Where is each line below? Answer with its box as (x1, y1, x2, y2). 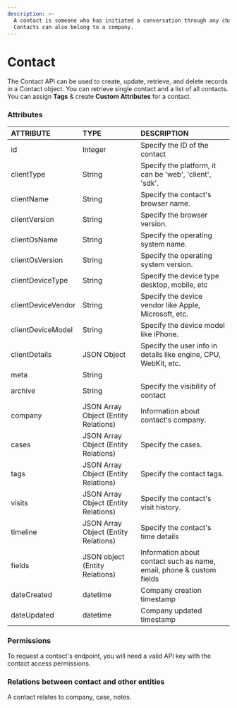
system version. (140, 259, 193, 269)
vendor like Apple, (140, 300, 201, 309)
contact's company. (140, 415, 207, 425)
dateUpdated (11, 610, 54, 620)
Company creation (140, 585, 202, 595)
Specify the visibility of (140, 381, 217, 391)
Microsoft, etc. (140, 309, 189, 319)
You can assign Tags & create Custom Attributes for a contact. (7, 93, 192, 101)
